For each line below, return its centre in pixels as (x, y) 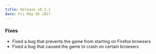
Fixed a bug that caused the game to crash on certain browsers (75, 46)
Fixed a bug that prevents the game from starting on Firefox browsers (81, 41)
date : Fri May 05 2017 (28, 14)
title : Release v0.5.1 (28, 9)
